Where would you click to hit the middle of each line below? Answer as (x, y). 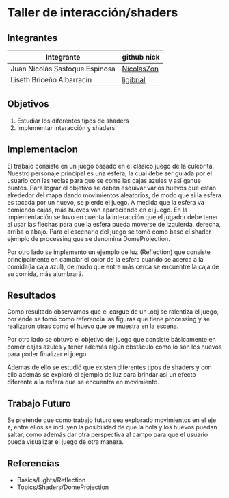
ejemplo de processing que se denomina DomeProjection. (89, 238)
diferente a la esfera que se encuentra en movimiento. (83, 382)
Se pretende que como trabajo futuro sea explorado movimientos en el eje (112, 420)
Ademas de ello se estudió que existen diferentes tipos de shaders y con (109, 367)
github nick (141, 57)
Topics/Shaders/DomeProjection (63, 487)
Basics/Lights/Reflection (51, 480)
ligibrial (134, 80)
